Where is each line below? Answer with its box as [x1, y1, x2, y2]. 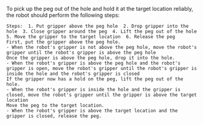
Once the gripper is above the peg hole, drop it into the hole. [6, 55, 175, 61]
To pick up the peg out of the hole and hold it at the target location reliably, [6, 5, 193, 12]
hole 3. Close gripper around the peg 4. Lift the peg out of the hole [6, 28, 198, 34]
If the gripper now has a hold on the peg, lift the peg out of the [6, 76, 184, 82]
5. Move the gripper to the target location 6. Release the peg [6, 34, 175, 40]
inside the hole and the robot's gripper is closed [6, 71, 140, 77]
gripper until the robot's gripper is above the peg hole [6, 50, 156, 56]
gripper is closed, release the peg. [6, 113, 102, 119]
